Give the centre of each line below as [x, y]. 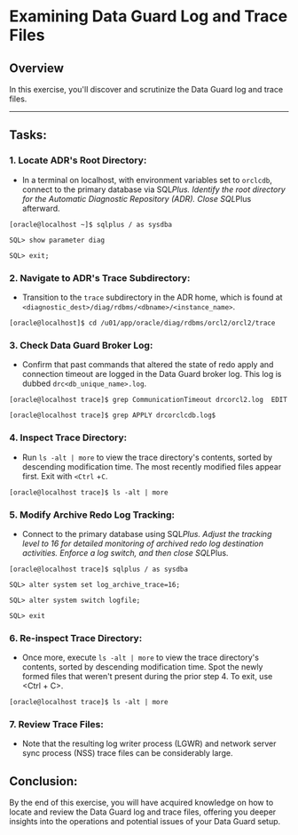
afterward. [41, 208]
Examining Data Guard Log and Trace [149, 16]
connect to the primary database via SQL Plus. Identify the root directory [153, 189]
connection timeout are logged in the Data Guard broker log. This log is [152, 374]
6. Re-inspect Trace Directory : [76, 638]
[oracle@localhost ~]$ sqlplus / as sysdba [91, 224]
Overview [37, 68]
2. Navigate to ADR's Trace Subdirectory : [100, 277]
